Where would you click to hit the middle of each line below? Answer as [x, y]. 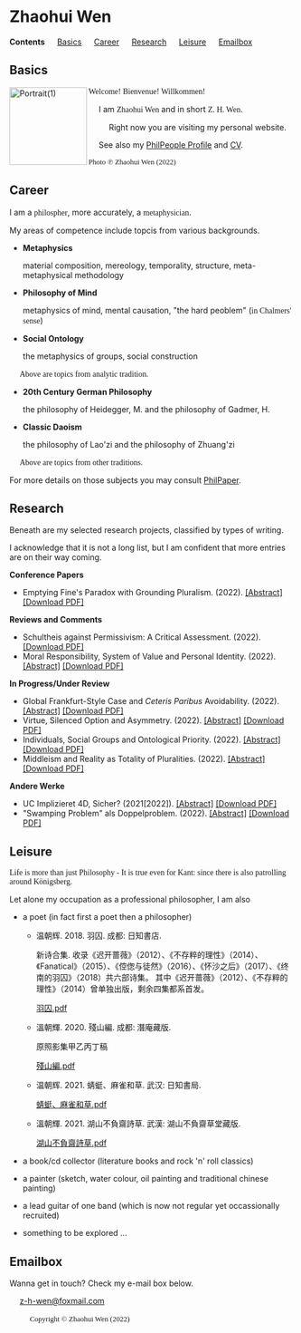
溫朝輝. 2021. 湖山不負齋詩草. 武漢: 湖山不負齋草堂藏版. [138, 1124]
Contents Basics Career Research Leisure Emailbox [131, 42]
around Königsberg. [41, 882]
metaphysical [47, 275]
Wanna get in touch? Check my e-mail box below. [102, 1283]
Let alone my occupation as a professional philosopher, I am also [130, 900]
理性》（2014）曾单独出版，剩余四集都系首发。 [122, 989]
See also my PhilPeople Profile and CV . [171, 145]
